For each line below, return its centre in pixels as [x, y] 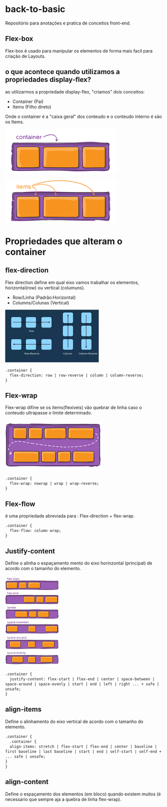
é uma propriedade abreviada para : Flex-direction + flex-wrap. [70, 516]
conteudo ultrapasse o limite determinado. [49, 413]
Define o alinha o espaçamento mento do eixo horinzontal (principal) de [79, 563]
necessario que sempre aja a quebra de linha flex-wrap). [63, 799]
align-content [27, 782]
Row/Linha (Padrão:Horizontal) [44, 297]
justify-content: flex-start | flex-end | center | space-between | [82, 679]
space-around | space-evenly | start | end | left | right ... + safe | [82, 684]
